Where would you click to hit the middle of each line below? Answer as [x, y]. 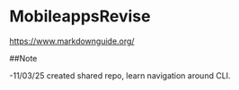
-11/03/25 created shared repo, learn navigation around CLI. [120, 75]
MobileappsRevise [80, 16]
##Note [23, 58]
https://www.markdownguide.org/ [72, 41]
